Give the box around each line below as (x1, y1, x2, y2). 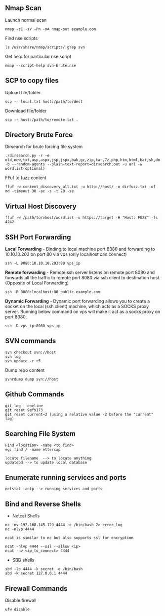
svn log (5, 354, 21, 359)
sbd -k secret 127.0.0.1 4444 (5, 571, 68, 576)
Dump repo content (5, 367, 45, 373)
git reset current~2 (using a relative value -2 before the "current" (5, 412, 154, 417)
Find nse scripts (5, 35, 38, 41)
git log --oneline (5, 403, 43, 408)
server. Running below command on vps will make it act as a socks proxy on (5, 308, 161, 315)
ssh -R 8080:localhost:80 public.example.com (5, 290, 100, 295)
